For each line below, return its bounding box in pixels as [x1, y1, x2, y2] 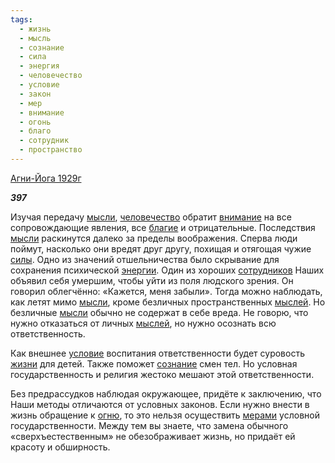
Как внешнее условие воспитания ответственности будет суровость [10, 347, 305, 359]
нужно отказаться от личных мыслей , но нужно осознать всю [10, 317, 277, 329]
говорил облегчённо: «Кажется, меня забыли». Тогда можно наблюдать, [10, 285, 323, 297]
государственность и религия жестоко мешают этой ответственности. [10, 368, 315, 380]
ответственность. [10, 327, 86, 340]
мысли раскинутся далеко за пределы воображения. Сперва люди [10, 232, 298, 244]
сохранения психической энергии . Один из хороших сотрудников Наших [10, 264, 325, 276]
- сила [19, 52, 47, 62]
